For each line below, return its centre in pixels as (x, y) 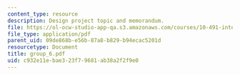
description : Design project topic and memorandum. (86, 21)
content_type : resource (43, 14)
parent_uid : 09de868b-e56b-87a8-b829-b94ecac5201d (84, 41)
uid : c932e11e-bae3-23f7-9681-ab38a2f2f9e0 (73, 61)
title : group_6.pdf (36, 54)
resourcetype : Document (43, 47)
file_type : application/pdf (49, 34)
